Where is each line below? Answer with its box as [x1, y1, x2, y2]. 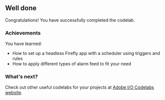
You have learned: [5, 41, 42, 47]
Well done [5, 4, 37, 12]
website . [5, 90, 23, 96]
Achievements [5, 29, 41, 36]
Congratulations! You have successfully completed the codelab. [5, 17, 135, 23]
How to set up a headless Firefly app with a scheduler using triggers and [12, 50, 161, 56]
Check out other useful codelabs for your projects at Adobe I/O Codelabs [5, 84, 154, 91]
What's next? [5, 73, 38, 80]
